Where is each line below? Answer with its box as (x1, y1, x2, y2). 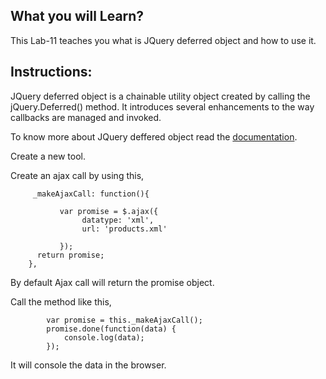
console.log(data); (63, 332, 145, 343)
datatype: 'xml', (81, 215, 155, 225)
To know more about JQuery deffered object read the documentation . (10, 130, 298, 143)
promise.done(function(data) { (46, 324, 177, 334)
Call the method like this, (10, 295, 112, 308)
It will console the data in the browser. (10, 359, 167, 371)
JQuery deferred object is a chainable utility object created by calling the (10, 90, 311, 102)
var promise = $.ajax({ (59, 206, 159, 216)
